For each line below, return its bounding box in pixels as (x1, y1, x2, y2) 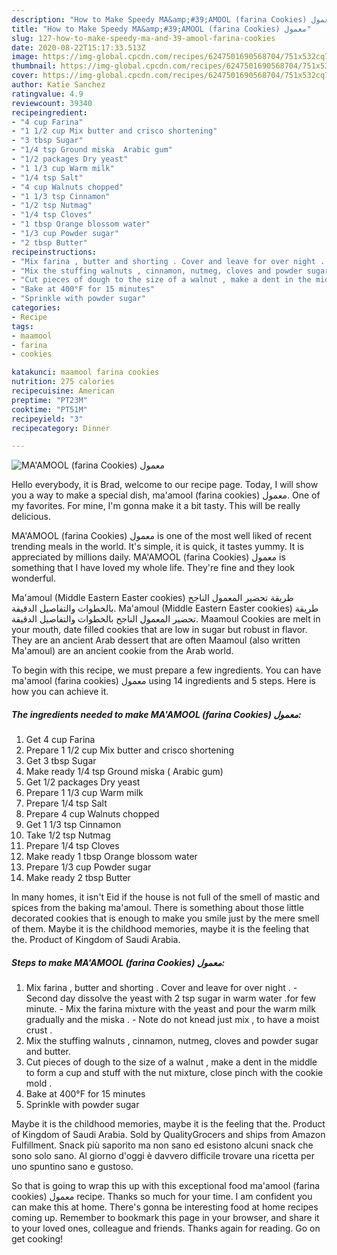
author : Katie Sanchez (11, 80, 106, 90)
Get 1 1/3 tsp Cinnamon (25, 819, 122, 831)
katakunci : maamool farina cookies (11, 367, 160, 378)
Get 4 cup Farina (25, 734, 96, 746)
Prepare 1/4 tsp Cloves (25, 840, 120, 852)
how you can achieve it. (11, 686, 109, 698)
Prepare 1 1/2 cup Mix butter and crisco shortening (25, 744, 234, 756)
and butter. (25, 1046, 71, 1058)
